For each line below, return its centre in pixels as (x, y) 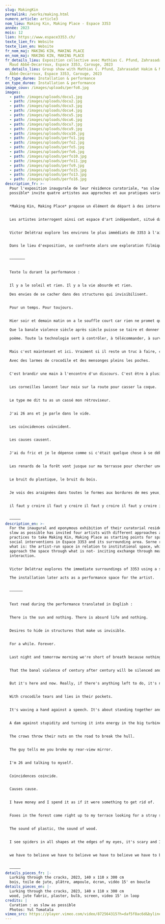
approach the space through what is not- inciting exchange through (81, 551)
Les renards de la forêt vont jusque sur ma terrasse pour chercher (81, 466)
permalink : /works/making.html (37, 14)
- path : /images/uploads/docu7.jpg (46, 124)
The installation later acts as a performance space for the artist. (82, 578)
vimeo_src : (16, 914)
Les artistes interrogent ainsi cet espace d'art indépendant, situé (82, 219)
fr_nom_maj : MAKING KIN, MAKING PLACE (45, 51)
